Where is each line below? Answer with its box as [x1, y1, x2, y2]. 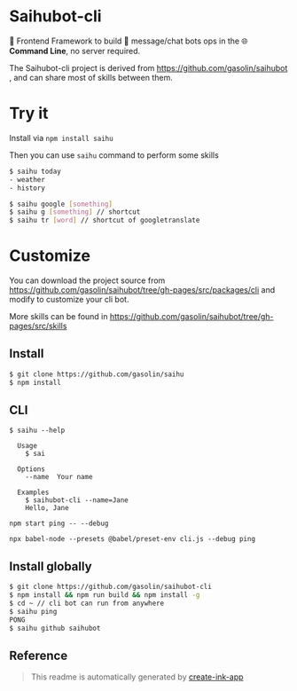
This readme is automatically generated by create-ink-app [30, 671, 244, 682]
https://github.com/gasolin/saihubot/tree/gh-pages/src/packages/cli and [9, 285, 276, 295]
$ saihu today [9, 167, 62, 176]
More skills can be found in [9, 311, 108, 322]
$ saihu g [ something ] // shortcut [9, 208, 141, 216]
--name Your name [25, 473, 93, 482]
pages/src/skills [9, 321, 67, 332]
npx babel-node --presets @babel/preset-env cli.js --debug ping [9, 535, 255, 544]
